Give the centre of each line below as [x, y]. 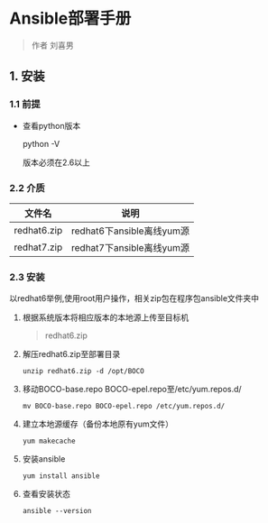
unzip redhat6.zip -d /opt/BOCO [83, 372]
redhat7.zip [38, 247]
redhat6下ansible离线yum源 [130, 231]
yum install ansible [61, 476]
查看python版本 [51, 125]
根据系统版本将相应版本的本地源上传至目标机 [106, 317]
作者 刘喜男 [52, 45]
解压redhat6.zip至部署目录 [71, 354]
